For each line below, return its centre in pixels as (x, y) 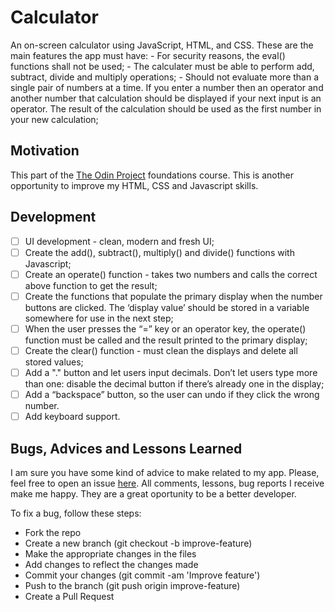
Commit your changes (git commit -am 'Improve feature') (142, 575)
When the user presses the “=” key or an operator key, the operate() (165, 328)
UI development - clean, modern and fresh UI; (119, 241)
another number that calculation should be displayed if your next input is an (166, 98)
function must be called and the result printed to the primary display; (166, 340)
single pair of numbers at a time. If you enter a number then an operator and (167, 87)
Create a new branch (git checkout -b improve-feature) (138, 543)
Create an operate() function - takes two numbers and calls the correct (171, 274)
